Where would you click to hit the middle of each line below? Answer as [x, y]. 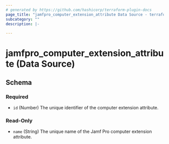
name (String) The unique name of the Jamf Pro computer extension [82, 131]
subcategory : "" [23, 19]
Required [17, 97]
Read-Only [19, 120]
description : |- [23, 24]
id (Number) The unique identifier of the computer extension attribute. [86, 108]
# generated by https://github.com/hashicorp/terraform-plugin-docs [79, 10]
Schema [19, 83]
